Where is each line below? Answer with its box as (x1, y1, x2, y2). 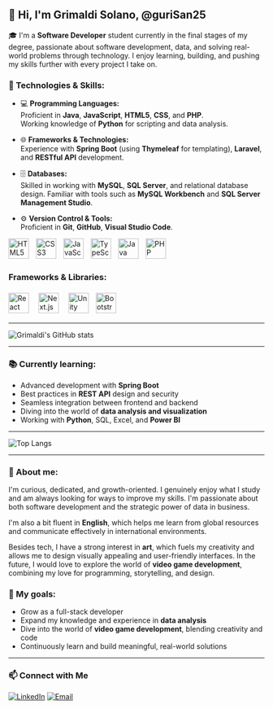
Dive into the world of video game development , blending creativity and (19, 624, 263, 634)
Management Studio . (19, 198, 93, 208)
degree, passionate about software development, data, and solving (8, 42, 233, 51)
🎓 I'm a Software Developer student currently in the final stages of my (8, 30, 248, 40)
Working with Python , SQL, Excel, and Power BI (19, 414, 181, 424)
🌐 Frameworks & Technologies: (19, 135, 129, 145)
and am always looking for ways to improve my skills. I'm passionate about (8, 493, 258, 503)
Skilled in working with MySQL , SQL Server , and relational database (19, 181, 249, 190)
